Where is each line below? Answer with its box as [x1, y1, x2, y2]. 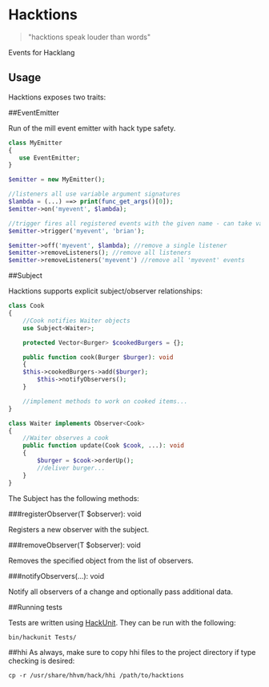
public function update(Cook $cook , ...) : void [22, 442, 184, 450]
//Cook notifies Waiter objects [22, 317, 130, 325]
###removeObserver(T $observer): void [8, 539, 142, 550]
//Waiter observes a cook [22, 434, 110, 443]
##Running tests [8, 602, 62, 612]
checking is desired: [8, 656, 75, 665]
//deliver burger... [37, 463, 106, 472]
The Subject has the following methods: [8, 493, 140, 503]
